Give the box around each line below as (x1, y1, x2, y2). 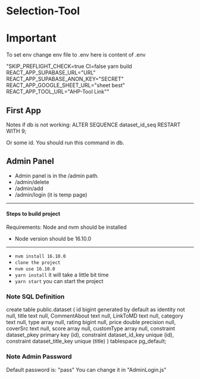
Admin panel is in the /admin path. (14, 172, 99, 179)
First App (6, 105, 42, 116)
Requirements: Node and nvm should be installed (6, 223, 127, 231)
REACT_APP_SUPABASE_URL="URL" (6, 69, 96, 76)
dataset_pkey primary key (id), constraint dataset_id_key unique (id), (6, 331, 174, 338)
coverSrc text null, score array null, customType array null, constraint (6, 325, 176, 332)
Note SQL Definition (6, 292, 65, 300)
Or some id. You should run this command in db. (6, 139, 124, 146)
